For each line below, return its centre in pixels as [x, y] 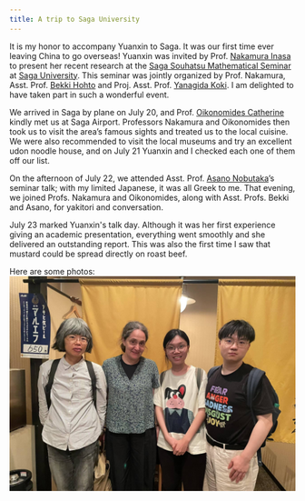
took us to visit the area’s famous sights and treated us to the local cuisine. [149, 131]
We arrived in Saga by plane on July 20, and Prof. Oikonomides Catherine [147, 112]
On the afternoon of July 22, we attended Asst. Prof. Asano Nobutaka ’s [142, 178]
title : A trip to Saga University [75, 19]
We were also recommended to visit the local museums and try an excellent [151, 141]
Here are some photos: [52, 271]
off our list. [30, 160]
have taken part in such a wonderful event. [89, 95]
